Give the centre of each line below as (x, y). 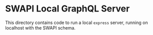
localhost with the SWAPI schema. (40, 27)
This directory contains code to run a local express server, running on (77, 22)
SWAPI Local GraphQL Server (67, 9)
